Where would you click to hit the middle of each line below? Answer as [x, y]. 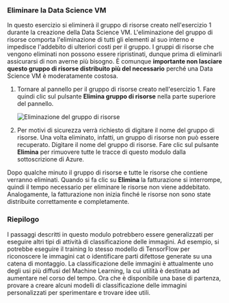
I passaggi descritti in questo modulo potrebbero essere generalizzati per [110, 234]
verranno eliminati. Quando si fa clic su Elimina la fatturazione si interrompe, [114, 180]
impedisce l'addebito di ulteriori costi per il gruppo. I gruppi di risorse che [110, 47]
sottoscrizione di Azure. [50, 159]
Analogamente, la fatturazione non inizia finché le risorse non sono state [109, 194]
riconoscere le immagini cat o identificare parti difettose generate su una [109, 256]
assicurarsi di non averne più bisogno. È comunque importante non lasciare [114, 62]
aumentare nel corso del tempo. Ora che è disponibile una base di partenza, [114, 278]
